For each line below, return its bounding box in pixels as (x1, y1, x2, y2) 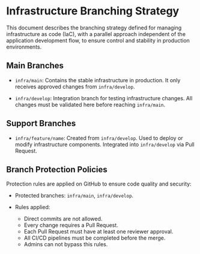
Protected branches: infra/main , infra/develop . (14, 192, 134, 199)
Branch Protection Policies (6, 164, 108, 175)
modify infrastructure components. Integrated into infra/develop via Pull (14, 141, 195, 148)
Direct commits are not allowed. (23, 215, 103, 223)
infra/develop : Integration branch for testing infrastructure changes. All (14, 94, 193, 101)
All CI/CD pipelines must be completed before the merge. (23, 234, 166, 241)
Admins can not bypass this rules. (23, 241, 108, 248)
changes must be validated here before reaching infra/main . (14, 101, 166, 108)
